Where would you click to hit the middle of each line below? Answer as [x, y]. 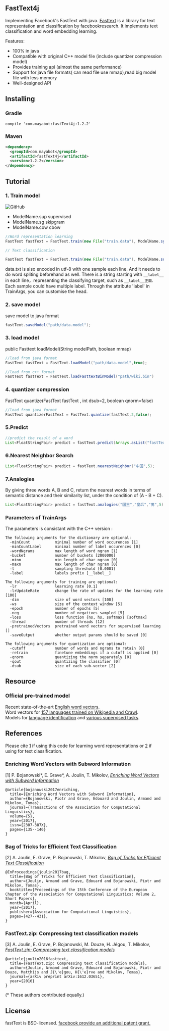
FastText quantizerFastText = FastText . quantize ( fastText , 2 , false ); [78, 414]
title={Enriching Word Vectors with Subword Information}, [73, 794]
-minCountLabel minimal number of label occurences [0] [75, 547]
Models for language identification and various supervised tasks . [72, 717]
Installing [20, 99]
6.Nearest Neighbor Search [39, 456]
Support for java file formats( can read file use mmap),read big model [84, 72]
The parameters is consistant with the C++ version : [59, 529]
